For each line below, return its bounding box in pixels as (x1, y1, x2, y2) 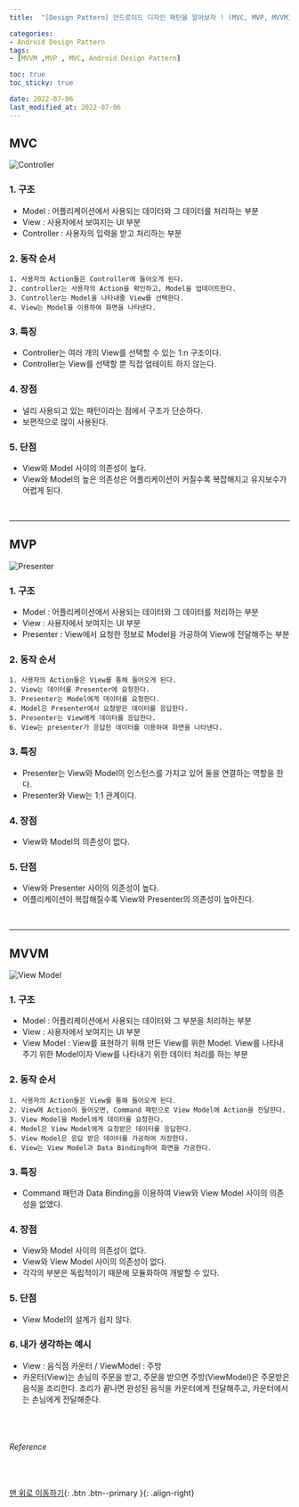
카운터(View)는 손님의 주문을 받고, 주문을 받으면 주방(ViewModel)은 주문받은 (21, 1371, 290, 1382)
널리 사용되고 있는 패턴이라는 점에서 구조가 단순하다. (21, 405, 203, 416)
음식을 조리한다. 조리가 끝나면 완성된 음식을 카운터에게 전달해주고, (21, 1382, 251, 1393)
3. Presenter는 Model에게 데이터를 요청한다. (9, 695, 160, 704)
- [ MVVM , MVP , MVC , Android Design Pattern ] (9, 54, 181, 63)
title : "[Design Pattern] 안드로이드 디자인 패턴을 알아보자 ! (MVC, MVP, (9, 12, 269, 22)
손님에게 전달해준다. (31, 1394, 101, 1404)
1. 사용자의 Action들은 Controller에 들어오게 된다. (9, 275, 185, 284)
